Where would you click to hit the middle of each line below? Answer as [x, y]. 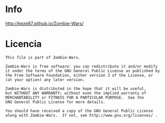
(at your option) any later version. [45, 80]
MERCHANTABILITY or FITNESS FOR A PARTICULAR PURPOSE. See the [75, 98]
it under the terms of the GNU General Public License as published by [82, 71]
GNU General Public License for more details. [55, 102]
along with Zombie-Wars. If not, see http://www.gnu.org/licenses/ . [81, 115]
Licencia [24, 44]
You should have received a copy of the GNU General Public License [79, 111]
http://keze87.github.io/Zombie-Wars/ [44, 23]
